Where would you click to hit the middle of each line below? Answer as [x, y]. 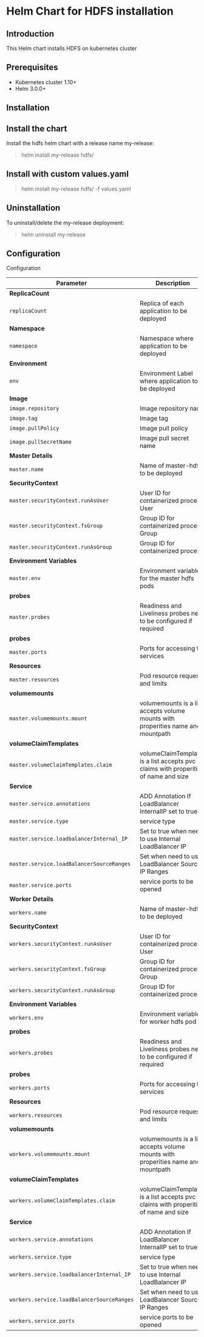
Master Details [31, 456]
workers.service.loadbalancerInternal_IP [70, 1275]
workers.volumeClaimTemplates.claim [62, 1201]
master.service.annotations [50, 804]
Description [173, 283]
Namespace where [166, 338]
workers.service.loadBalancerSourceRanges [72, 1300]
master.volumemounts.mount [48, 718]
